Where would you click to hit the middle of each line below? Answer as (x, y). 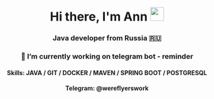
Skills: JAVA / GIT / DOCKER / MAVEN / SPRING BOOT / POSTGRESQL (107, 72)
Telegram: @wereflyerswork (107, 88)
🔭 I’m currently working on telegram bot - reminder (107, 57)
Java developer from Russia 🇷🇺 (107, 38)
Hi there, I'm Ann (99, 17)
